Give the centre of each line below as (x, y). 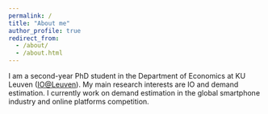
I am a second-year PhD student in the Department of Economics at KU (127, 76)
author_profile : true (45, 31)
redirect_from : (34, 38)
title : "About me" (39, 23)
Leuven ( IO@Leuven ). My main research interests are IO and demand (124, 84)
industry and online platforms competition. (79, 102)
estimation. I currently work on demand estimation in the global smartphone (134, 93)
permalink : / (30, 16)
